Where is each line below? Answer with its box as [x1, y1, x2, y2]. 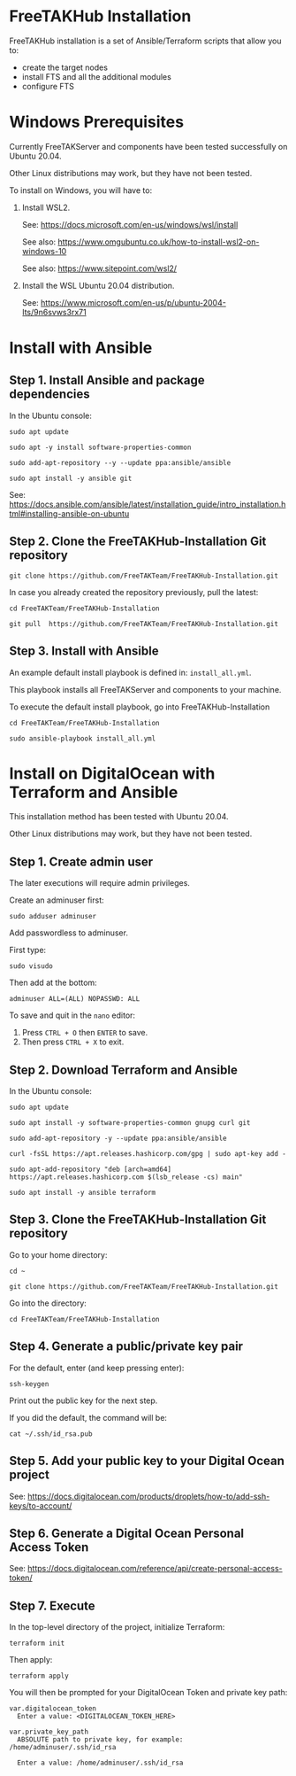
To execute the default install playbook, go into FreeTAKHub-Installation [9, 702, 270, 712]
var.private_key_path [9, 1727, 89, 1737]
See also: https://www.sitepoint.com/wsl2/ [21, 263, 178, 274]
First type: [9, 945, 47, 956]
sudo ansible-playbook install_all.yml [9, 733, 156, 743]
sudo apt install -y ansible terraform [9, 1189, 156, 1198]
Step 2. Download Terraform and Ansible [9, 1062, 239, 1077]
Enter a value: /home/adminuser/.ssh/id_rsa [17, 1758, 184, 1768]
